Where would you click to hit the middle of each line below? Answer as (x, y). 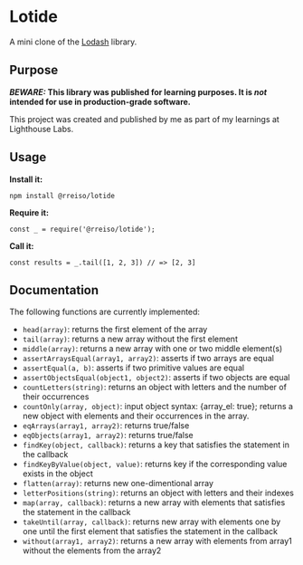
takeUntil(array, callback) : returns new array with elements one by (151, 522)
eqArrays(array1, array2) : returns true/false (106, 426)
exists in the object (57, 474)
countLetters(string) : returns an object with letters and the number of (155, 388)
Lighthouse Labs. (42, 129)
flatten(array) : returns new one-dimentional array (118, 484)
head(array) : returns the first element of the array (115, 330)
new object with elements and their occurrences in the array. (136, 416)
